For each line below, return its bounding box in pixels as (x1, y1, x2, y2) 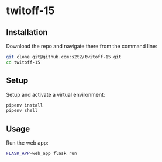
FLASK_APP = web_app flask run (6, 150, 77, 157)
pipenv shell (6, 108, 38, 114)
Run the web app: (6, 139, 49, 146)
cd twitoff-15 (6, 59, 41, 65)
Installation (6, 27, 48, 37)
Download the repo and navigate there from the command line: (6, 43, 157, 50)
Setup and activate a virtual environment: (6, 91, 105, 98)
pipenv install (6, 102, 43, 108)
